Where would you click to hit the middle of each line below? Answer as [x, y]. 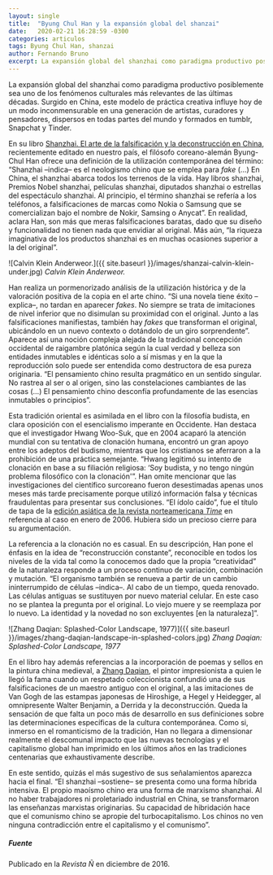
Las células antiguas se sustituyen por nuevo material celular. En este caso [134, 596]
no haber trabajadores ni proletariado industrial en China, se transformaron [134, 798]
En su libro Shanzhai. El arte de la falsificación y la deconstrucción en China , [136, 143]
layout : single [34, 16]
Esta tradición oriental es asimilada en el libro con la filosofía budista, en [129, 415]
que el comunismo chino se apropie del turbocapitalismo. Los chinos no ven [136, 816]
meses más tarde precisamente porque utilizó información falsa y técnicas [133, 493]
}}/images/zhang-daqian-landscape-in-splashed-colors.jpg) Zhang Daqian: [135, 637]
